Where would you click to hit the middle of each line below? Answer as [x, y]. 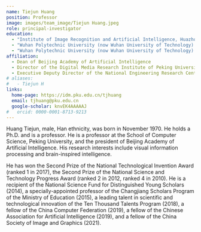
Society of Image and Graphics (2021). [54, 223]
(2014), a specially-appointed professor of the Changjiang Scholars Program [100, 191]
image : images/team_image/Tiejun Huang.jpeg [63, 23]
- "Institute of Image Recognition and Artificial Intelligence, [95, 39]
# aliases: [20, 78]
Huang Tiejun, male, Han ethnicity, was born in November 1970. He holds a [98, 129]
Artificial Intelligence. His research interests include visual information [92, 148]
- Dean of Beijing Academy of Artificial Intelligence [81, 62]
